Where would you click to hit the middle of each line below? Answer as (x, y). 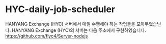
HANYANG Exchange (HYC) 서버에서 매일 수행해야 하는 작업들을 (71, 24)
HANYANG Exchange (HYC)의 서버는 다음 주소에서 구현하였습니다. (79, 30)
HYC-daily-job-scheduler (60, 9)
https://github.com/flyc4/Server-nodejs (47, 36)
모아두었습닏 (149, 24)
